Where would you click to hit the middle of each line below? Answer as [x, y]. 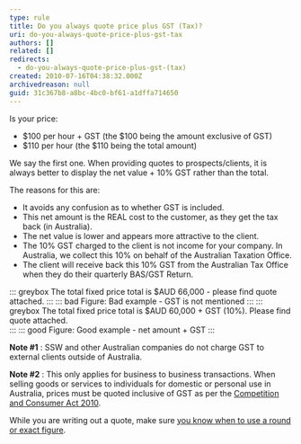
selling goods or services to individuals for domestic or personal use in [140, 384]
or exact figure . [38, 430]
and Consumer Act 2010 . [55, 403]
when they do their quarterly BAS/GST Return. [108, 274]
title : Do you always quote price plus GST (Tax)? [106, 26]
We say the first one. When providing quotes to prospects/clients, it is [138, 163]
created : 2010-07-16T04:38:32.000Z [76, 76]
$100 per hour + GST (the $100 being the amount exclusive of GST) [147, 136]
